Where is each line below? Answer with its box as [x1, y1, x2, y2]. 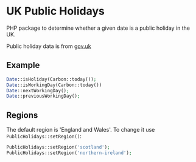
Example [6, 60, 40, 70]
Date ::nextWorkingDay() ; [6, 87, 69, 93]
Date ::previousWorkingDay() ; [6, 93, 80, 100]
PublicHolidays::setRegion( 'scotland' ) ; [6, 144, 111, 150]
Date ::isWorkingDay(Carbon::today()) [6, 82, 102, 88]
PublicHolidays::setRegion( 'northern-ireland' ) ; [6, 150, 132, 156]
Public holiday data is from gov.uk [6, 42, 91, 50]
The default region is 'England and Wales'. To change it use [6, 126, 155, 133]
